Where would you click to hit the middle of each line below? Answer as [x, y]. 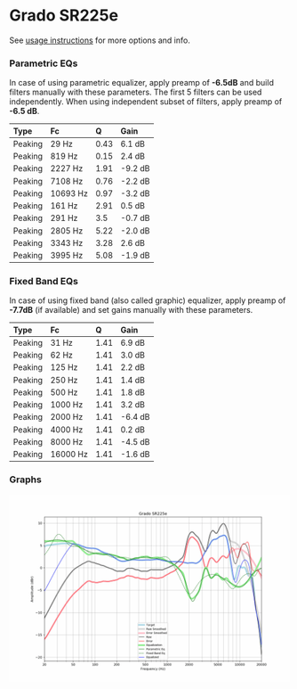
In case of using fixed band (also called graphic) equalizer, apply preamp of [148, 300]
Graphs [25, 480]
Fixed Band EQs [44, 281]
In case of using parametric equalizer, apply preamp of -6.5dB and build [141, 83]
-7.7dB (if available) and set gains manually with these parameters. [131, 310]
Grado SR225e [64, 16]
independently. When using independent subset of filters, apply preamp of [146, 102]
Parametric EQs [44, 63]
